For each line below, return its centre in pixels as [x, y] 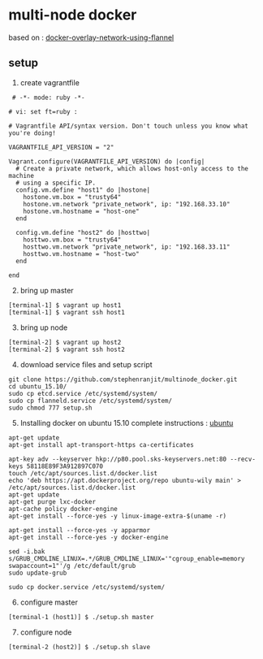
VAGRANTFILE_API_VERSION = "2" [61, 147]
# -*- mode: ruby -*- [48, 98]
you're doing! [32, 133]
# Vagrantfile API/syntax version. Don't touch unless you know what [129, 126]
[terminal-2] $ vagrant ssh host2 [67, 349]
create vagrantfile [50, 82]
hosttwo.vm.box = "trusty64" [72, 240]
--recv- [243, 459]
